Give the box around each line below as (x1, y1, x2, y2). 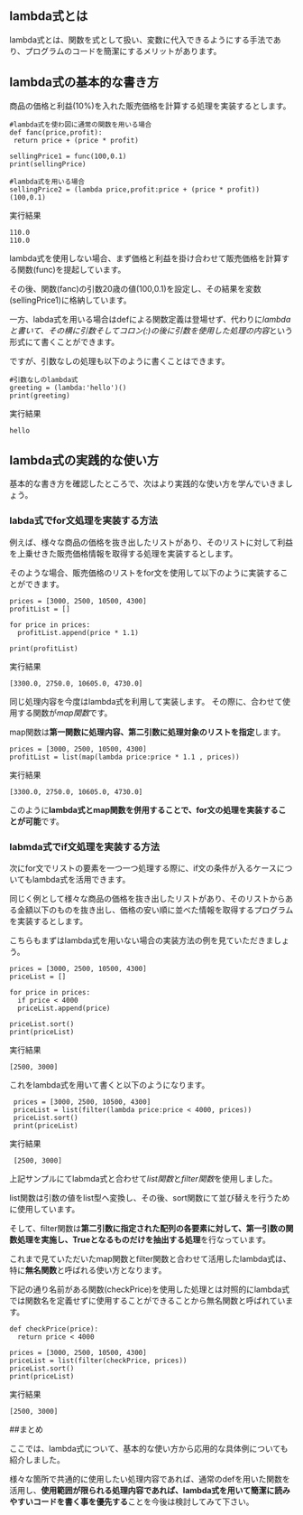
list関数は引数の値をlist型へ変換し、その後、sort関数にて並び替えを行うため (9, 1192, 290, 1203)
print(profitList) (9, 644, 78, 653)
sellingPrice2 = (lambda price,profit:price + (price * (9, 184, 224, 194)
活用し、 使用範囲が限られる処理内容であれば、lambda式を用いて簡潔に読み (9, 1485, 290, 1496)
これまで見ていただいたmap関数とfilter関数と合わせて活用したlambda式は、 (9, 1254, 291, 1265)
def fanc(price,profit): (9, 127, 103, 137)
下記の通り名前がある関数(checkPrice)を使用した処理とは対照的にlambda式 (9, 1284, 290, 1295)
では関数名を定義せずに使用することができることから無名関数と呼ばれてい (9, 1295, 286, 1306)
